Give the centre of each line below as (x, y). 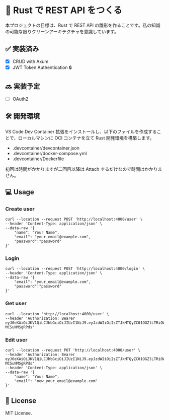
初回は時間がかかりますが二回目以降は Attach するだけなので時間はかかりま (84, 169)
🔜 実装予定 (23, 86)
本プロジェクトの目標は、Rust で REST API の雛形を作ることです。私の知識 (83, 25)
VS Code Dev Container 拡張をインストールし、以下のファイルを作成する (81, 131)
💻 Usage (20, 192)
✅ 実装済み (22, 49)
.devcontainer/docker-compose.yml (50, 153)
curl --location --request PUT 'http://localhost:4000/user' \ (73, 351)
